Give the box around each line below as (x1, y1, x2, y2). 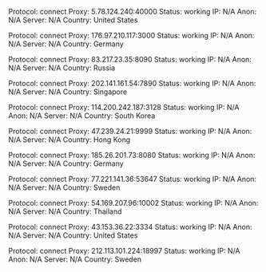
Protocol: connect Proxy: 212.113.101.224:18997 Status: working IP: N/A (8, 246, 241, 255)
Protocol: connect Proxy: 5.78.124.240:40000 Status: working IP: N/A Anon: (8, 7, 257, 16)
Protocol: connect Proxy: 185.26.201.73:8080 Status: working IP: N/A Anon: (8, 151, 256, 160)
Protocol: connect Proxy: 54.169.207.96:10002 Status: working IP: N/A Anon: (8, 199, 259, 207)
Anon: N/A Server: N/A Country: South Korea (8, 111, 156, 120)
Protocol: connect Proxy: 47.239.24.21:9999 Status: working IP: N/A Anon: (8, 127, 252, 136)
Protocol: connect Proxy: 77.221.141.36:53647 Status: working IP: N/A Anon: (8, 175, 257, 183)
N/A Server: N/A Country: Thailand (8, 207, 122, 216)
